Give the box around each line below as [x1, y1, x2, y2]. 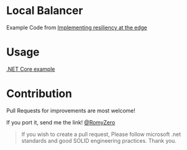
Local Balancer [6, 4, 83, 18]
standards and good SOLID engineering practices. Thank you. [21, 137, 177, 144]
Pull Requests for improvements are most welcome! [6, 107, 136, 114]
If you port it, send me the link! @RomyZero [6, 118, 116, 126]
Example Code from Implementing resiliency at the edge [6, 24, 147, 31]
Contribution [6, 87, 72, 101]
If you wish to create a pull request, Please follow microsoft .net [21, 130, 181, 138]
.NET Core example [6, 65, 55, 73]
